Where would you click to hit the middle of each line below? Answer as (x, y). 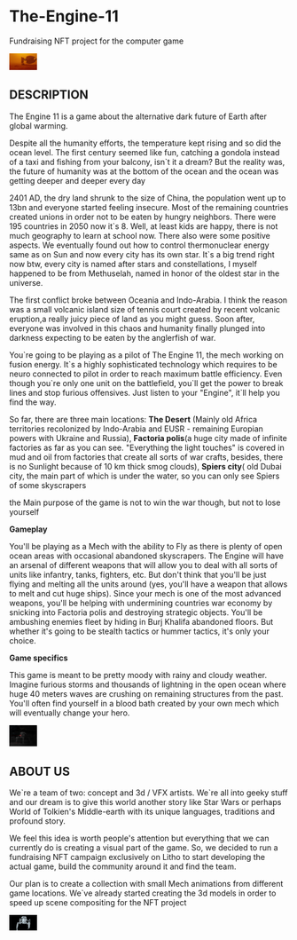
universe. (26, 282)
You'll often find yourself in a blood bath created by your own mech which (144, 703)
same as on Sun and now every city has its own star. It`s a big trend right (142, 254)
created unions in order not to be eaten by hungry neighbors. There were (143, 217)
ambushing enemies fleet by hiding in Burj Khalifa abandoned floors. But (141, 621)
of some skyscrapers (48, 485)
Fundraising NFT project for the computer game (97, 41)
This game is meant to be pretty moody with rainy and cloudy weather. (138, 675)
